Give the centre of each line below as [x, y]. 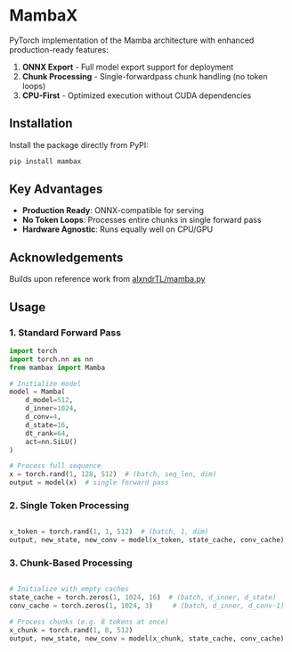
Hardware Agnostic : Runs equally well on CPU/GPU [118, 229]
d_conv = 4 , [44, 417]
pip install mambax [45, 161]
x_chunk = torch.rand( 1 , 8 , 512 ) [71, 630]
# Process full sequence [55, 466]
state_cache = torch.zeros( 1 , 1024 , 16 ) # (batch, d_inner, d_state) [143, 598]
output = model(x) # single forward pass [89, 483]
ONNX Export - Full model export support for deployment [128, 67]
